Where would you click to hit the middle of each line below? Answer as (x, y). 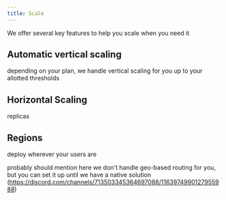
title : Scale (26, 13)
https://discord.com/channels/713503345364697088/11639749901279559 (114, 182)
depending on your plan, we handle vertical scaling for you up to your (105, 71)
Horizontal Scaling (47, 100)
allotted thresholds (33, 78)
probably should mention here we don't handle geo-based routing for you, (112, 168)
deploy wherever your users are (52, 154)
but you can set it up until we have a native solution (79, 175)
